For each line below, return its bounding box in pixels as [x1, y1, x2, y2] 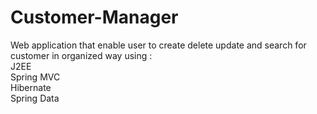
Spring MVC [10, 71, 61, 83]
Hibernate [10, 81, 52, 93]
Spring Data [10, 92, 60, 104]
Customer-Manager [10, 6, 179, 29]
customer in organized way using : [10, 49, 153, 61]
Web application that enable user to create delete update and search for [10, 39, 307, 51]
